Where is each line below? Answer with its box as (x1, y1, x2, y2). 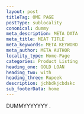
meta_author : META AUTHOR (6, 47, 70, 53)
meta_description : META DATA (6, 31, 78, 37)
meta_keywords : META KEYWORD (6, 42, 78, 48)
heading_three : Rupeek (6, 75, 62, 81)
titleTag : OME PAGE (6, 14, 54, 20)
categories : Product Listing (6, 58, 78, 64)
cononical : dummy (6, 25, 49, 31)
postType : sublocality (6, 20, 62, 26)
